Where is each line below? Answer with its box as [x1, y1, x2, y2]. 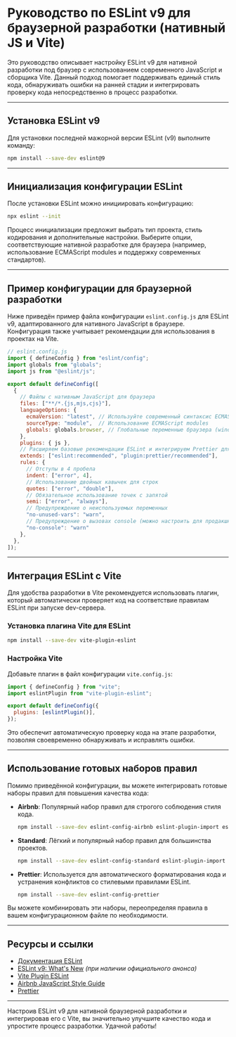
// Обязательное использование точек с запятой [25, 491, 169, 498]
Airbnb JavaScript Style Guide [17, 979, 105, 988]
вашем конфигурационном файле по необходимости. [7, 911, 169, 920]
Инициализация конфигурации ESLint [7, 181, 183, 193]
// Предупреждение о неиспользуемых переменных [25, 505, 169, 512]
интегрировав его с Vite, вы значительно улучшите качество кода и [7, 1015, 211, 1023]
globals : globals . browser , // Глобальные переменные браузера [25, 426, 212, 433]
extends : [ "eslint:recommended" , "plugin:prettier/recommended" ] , [20, 452, 218, 460]
